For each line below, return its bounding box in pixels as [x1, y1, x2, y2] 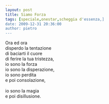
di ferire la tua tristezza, [5, 56, 54, 62]
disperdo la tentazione [5, 45, 52, 51]
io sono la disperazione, [5, 66, 55, 73]
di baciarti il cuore [5, 51, 43, 57]
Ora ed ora [5, 40, 28, 46]
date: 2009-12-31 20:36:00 [5, 21, 62, 27]
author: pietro [5, 26, 37, 31]
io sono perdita [5, 72, 37, 78]
